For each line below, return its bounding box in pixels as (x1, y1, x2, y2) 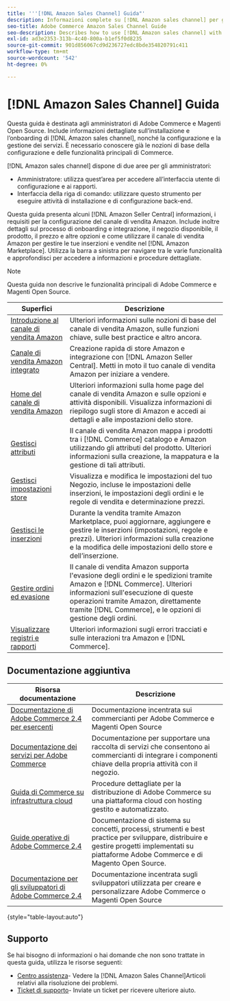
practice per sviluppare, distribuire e (91, 833, 209, 843)
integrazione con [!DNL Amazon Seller (69, 352, 193, 362)
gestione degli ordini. (69, 613, 138, 623)
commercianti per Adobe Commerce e (91, 714, 214, 724)
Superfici (21, 304, 53, 313)
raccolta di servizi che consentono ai (91, 742, 210, 752)
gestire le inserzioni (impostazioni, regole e (69, 525, 208, 534)
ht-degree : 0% (7, 61, 48, 68)
